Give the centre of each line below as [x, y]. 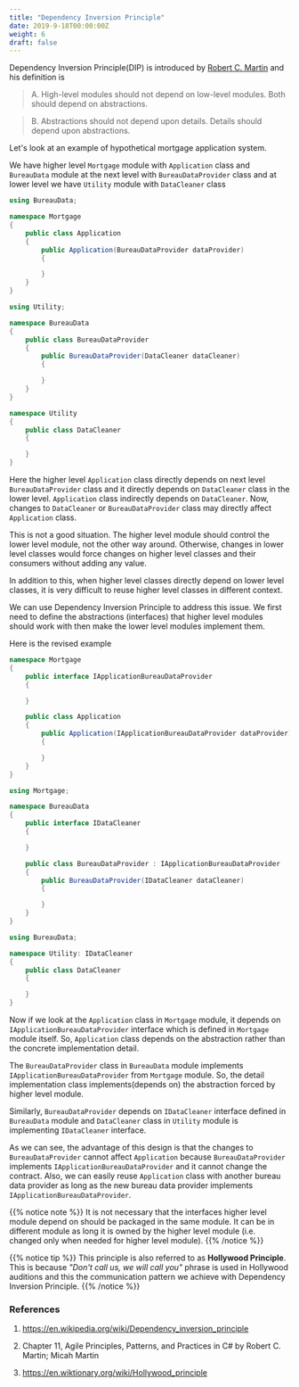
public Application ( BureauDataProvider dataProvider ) [143, 250]
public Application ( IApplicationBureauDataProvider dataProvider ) [167, 734]
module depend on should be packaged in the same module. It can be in [142, 1222]
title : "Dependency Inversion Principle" [87, 17]
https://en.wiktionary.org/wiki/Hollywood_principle [114, 1373]
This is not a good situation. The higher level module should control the [139, 535]
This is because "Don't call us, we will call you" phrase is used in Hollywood [149, 1267]
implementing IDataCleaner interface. [78, 1130]
